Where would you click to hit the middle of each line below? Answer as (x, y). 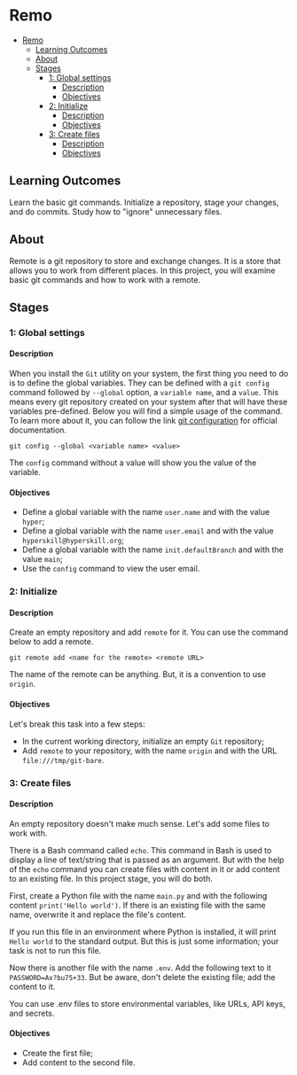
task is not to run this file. (55, 950)
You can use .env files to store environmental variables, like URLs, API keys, (148, 1003)
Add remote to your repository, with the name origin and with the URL (149, 751)
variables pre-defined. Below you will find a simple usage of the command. (146, 411)
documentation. (38, 430)
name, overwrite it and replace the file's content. (98, 915)
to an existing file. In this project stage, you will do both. (111, 878)
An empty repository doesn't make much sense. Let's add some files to (140, 823)
